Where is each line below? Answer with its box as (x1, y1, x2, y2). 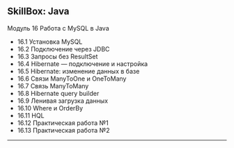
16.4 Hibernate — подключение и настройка (17, 59, 148, 68)
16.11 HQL (17, 111, 45, 120)
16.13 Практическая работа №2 (17, 126, 110, 134)
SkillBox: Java (7, 6, 70, 17)
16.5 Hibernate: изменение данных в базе (17, 67, 140, 75)
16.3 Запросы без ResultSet (17, 52, 98, 60)
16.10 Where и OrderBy (17, 104, 84, 112)
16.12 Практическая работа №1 (17, 118, 109, 127)
